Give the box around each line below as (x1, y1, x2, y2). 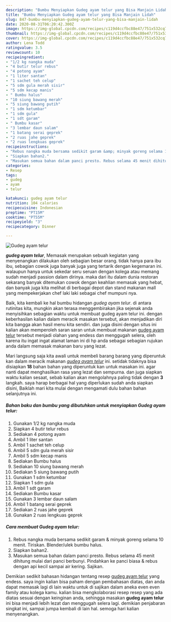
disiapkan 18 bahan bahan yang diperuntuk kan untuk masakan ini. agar (6, 364, 156, 369)
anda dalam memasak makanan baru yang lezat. (6, 343, 107, 349)
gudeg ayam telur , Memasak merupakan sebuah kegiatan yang (6, 252, 139, 258)
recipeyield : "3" (6, 219, 43, 225)
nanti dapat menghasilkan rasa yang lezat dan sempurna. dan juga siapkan (6, 369, 162, 375)
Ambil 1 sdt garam (13, 485, 51, 491)
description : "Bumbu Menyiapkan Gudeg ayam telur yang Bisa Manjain (6, 7, 154, 13)
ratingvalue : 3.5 (6, 45, 43, 50)
